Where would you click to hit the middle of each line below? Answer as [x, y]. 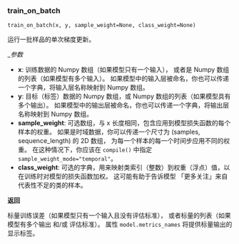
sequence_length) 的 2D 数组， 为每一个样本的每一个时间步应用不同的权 [124, 141]
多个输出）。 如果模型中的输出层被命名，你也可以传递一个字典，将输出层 [123, 105]
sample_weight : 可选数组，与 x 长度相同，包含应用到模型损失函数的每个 [124, 123]
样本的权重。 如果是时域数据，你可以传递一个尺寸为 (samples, [109, 132]
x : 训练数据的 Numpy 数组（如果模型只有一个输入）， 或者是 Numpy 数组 [123, 70]
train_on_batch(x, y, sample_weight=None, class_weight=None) [102, 26]
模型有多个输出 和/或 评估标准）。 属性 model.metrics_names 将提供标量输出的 [120, 224]
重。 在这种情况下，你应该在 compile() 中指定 [85, 150]
